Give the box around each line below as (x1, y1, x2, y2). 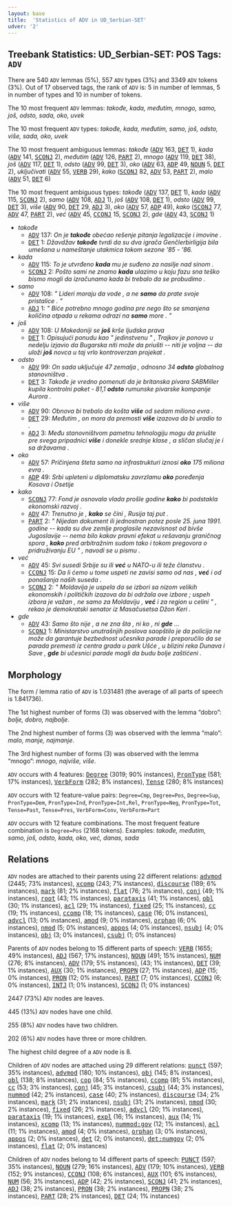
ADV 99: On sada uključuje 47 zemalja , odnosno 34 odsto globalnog (28, 363, 224, 371)
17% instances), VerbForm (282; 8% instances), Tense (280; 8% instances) (8, 778, 224, 786)
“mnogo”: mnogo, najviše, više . (8, 757, 96, 765)
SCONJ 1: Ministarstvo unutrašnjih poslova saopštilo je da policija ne (28, 627, 221, 635)
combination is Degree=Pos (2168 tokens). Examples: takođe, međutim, (8, 827, 206, 834)
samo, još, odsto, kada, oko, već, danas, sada (8, 833, 140, 842)
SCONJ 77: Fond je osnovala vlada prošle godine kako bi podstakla (28, 495, 218, 503)
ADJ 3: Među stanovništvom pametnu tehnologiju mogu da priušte (28, 429, 216, 437)
